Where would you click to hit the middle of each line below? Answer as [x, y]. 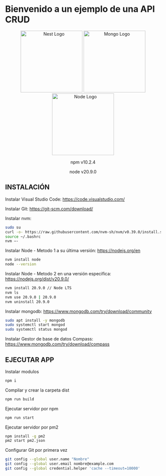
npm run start [20, 418]
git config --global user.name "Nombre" [47, 459]
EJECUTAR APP [30, 360]
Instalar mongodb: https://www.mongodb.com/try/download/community [79, 311]
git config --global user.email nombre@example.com [59, 464]
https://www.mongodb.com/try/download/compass [57, 344]
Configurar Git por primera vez [36, 450]
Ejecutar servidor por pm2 [32, 427]
